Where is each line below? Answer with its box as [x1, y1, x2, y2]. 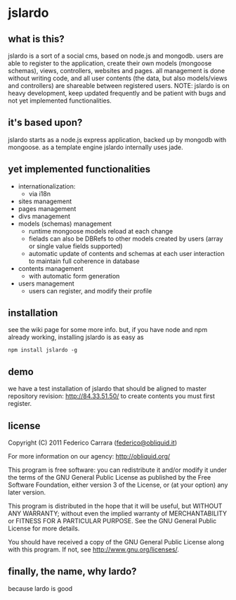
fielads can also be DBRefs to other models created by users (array [28, 234, 223, 243]
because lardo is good [8, 584, 73, 592]
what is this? [8, 33, 65, 45]
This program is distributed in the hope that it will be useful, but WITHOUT [8, 502, 223, 511]
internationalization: [18, 181, 76, 191]
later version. [8, 488, 46, 497]
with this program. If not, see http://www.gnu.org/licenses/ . [8, 545, 180, 554]
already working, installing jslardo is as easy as [8, 333, 144, 342]
